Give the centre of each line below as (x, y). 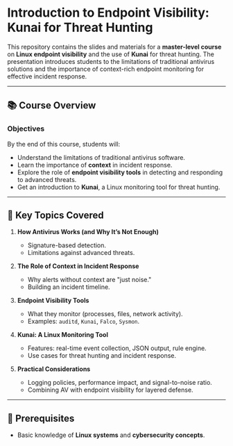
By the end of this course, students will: (64, 144)
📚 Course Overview (52, 106)
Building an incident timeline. (69, 287)
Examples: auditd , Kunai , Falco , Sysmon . (84, 322)
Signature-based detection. (67, 245)
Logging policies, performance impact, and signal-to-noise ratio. (120, 383)
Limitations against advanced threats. (81, 253)
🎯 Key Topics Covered (55, 216)
